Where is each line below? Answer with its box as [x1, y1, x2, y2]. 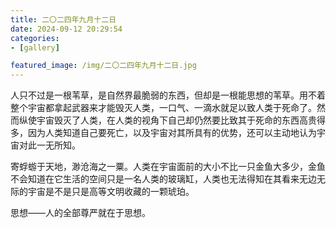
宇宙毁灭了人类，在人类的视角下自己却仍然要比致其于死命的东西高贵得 [36, 114, 326, 126]
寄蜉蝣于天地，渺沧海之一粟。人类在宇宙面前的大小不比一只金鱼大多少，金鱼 [10, 161, 326, 173]
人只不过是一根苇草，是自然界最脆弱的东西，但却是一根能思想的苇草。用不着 [10, 89, 326, 101]
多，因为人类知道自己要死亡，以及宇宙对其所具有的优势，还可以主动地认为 [10, 127, 317, 139]
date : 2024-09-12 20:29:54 [10, 24, 123, 34]
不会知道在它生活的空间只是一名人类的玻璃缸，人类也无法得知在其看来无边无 [10, 173, 326, 185]
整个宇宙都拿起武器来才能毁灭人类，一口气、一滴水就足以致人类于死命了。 [10, 102, 317, 114]
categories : [10, 33, 60, 43]
